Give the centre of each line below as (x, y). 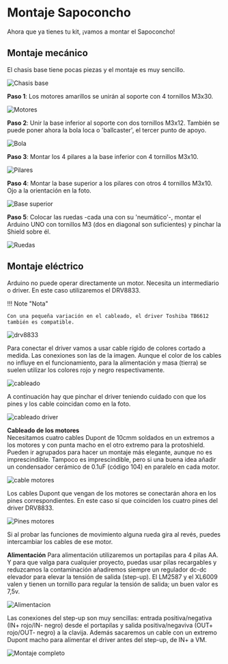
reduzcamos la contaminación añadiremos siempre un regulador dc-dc (107, 569)
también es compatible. (41, 322)
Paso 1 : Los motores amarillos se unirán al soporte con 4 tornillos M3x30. (110, 96)
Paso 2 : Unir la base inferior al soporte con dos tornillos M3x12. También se (113, 123)
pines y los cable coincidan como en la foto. (69, 404)
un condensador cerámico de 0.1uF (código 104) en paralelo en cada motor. (113, 467)
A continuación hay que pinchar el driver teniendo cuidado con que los (107, 396)
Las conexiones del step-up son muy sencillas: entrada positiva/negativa (110, 617)
